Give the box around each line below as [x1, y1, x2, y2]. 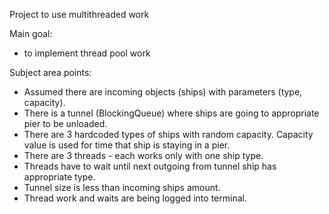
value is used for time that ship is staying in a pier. [23, 139, 231, 151]
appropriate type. [23, 171, 96, 183]
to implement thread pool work [23, 47, 151, 59]
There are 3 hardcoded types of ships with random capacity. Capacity [23, 129, 314, 140]
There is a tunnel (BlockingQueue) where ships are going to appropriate [23, 107, 320, 119]
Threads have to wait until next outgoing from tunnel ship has [23, 160, 277, 172]
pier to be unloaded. [23, 118, 108, 129]
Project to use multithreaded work [9, 9, 150, 20]
